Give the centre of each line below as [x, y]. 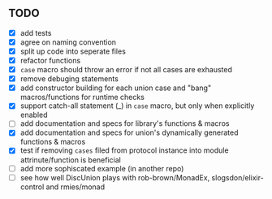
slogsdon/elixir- [237, 177]
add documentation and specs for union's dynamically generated [129, 132]
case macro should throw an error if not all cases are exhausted [126, 70]
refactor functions [50, 61]
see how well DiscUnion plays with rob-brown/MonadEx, [115, 177]
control [32, 187]
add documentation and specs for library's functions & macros [125, 123]
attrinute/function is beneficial [71, 160]
